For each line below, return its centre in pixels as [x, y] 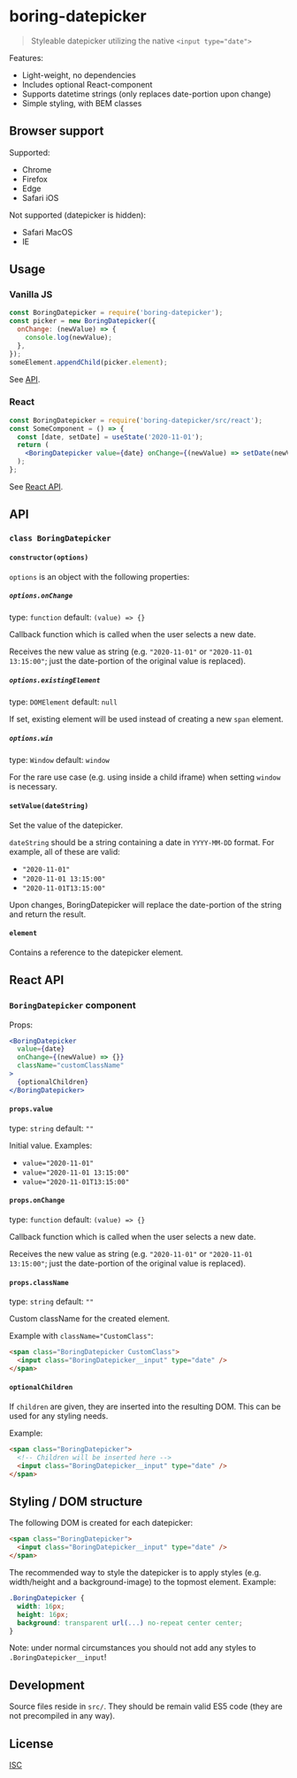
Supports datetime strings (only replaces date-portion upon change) [146, 94]
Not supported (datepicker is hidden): [78, 215]
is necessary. [33, 787]
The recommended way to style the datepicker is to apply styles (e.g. [135, 1572]
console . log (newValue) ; [69, 338]
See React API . [36, 486]
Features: [27, 58]
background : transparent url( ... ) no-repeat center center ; [130, 1623]
